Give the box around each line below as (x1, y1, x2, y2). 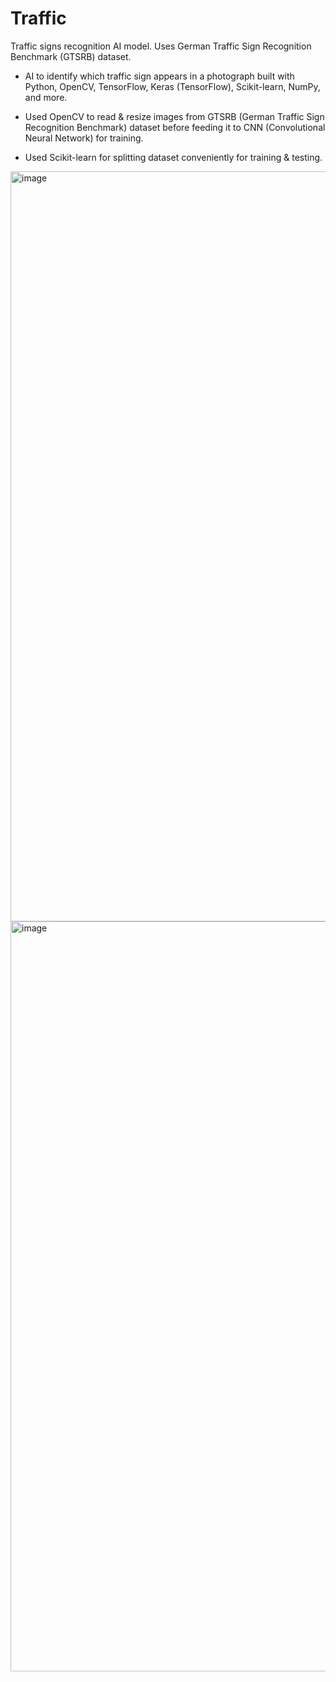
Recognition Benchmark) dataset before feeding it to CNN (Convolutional (24, 121, 326, 133)
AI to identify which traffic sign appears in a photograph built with (24, 70, 295, 82)
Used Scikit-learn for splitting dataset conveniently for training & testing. (24, 151, 323, 163)
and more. (24, 91, 68, 103)
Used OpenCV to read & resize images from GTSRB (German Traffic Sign (24, 110, 325, 122)
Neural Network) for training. (24, 132, 144, 144)
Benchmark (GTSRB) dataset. (10, 50, 132, 62)
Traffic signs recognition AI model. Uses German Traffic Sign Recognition (10, 40, 312, 52)
